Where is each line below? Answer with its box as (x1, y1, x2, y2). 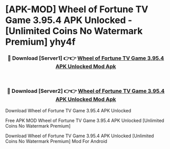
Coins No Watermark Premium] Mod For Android (5, 138, 107, 144)
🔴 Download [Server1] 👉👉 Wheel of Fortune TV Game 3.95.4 (7, 55, 164, 62)
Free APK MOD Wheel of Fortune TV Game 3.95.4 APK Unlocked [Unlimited (5, 117, 164, 123)
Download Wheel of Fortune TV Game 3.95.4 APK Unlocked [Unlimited (5, 133, 154, 139)
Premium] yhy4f (5, 36, 76, 48)
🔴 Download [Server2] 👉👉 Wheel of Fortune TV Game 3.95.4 (7, 88, 165, 95)
